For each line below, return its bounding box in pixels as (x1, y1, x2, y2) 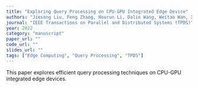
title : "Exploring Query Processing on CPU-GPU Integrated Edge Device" (6, 8, 189, 15)
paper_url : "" (6, 36, 41, 42)
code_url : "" (6, 42, 38, 48)
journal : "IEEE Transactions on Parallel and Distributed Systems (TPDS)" (6, 19, 194, 25)
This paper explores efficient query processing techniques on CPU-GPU (6, 69, 181, 76)
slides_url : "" (6, 47, 44, 53)
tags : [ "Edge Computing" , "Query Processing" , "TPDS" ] (6, 53, 144, 58)
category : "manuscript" (6, 31, 65, 37)
